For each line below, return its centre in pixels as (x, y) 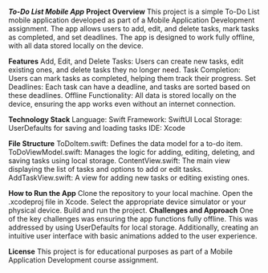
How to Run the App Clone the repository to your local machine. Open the (131, 193)
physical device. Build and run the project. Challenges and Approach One (131, 210)
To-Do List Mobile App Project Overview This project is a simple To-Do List (134, 12)
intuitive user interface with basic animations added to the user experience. (133, 236)
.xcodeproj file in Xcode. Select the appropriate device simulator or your (127, 202)
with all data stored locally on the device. (76, 46)
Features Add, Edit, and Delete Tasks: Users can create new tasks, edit (126, 61)
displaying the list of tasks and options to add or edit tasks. (106, 169)
